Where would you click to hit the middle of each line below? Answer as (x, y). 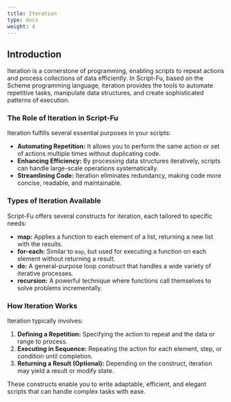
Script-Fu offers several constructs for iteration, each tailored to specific (110, 216)
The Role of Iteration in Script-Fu (63, 118)
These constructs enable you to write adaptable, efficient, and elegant (107, 384)
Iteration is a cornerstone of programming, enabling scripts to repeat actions (116, 71)
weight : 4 (21, 26)
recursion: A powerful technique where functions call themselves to (114, 281)
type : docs (23, 20)
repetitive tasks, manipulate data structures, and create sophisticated (106, 93)
